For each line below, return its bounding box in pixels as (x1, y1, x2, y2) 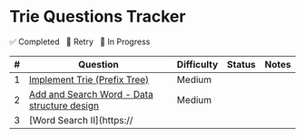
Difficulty (176, 58, 219, 70)
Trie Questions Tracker (9, 6, 186, 27)
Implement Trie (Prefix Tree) (28, 73, 150, 86)
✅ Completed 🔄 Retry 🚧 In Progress (9, 36, 151, 47)
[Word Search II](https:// (28, 114, 133, 126)
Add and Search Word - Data (28, 87, 154, 100)
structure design (28, 99, 100, 112)
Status (226, 58, 256, 70)
